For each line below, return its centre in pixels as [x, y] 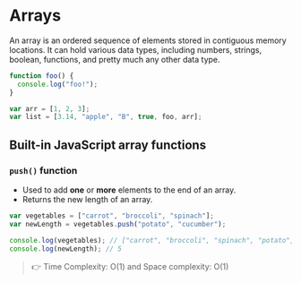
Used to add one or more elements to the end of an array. [129, 190]
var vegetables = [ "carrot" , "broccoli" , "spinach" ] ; [112, 216]
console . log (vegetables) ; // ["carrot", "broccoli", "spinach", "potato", [152, 240]
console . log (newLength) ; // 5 [66, 249]
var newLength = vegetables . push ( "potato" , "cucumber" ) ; [118, 224]
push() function [43, 170]
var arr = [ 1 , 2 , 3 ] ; [50, 108]
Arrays [35, 16]
